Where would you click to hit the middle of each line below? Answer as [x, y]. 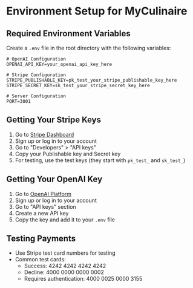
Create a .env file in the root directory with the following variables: [89, 48]
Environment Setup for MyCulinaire [97, 11]
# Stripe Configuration [36, 75]
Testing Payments [41, 239]
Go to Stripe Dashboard [44, 134]
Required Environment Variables [69, 34]
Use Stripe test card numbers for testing [65, 253]
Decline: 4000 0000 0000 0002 [64, 272]
